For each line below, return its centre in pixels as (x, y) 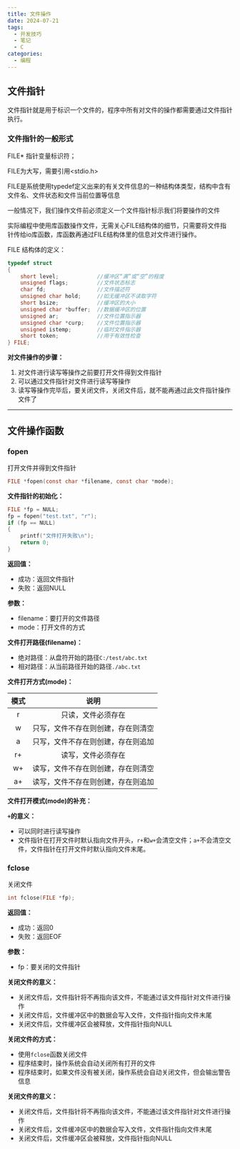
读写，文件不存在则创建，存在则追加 (94, 781)
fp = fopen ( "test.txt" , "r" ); (52, 516)
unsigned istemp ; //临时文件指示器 (81, 329)
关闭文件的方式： (32, 1039)
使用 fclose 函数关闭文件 (52, 1055)
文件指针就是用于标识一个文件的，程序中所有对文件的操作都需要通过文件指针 (120, 110)
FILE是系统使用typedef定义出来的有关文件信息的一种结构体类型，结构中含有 (119, 186)
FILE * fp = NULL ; (33, 509)
